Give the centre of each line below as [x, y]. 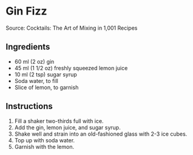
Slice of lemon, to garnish [46, 87]
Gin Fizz [26, 11]
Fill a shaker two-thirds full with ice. [59, 121]
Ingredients [28, 47]
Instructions [29, 106]
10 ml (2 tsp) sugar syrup [46, 74]
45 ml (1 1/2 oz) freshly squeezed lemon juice [71, 68]
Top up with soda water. [45, 140]
